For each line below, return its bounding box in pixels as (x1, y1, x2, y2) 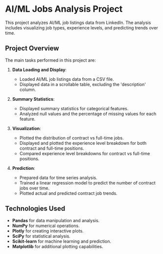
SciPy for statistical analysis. (12, 233, 70, 239)
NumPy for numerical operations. (12, 223, 80, 229)
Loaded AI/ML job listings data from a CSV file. (19, 76, 114, 82)
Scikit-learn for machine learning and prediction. (12, 238, 112, 244)
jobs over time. (19, 185, 50, 191)
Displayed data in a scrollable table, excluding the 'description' (19, 81, 146, 87)
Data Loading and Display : (12, 67, 67, 72)
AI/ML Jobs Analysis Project (5, 3, 123, 15)
